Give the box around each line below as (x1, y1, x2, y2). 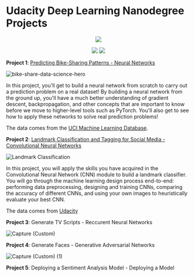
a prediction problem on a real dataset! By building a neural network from (6, 88, 183, 95)
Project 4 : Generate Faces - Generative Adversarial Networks (6, 241, 155, 248)
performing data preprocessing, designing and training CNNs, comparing (6, 183, 183, 190)
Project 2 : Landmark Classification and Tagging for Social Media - (6, 136, 166, 143)
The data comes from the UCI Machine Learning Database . (6, 124, 148, 131)
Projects (6, 16, 48, 30)
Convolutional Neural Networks (6, 142, 82, 149)
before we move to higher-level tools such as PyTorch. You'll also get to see (6, 107, 189, 114)
